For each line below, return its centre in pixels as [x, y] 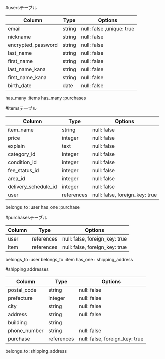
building [17, 323]
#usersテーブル [21, 7]
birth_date [20, 86]
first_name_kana [27, 78]
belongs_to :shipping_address [36, 351]
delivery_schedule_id [32, 187]
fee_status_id [23, 170]
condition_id [22, 162]
